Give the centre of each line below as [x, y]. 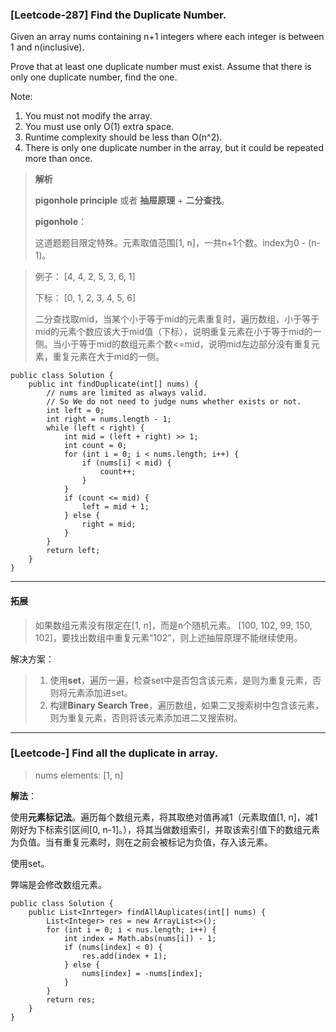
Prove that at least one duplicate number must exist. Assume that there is [161, 67]
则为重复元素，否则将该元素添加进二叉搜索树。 [146, 717]
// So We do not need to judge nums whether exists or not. [174, 402]
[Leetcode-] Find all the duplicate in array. [114, 753]
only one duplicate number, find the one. [94, 77]
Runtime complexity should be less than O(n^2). [123, 137]
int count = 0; [95, 446]
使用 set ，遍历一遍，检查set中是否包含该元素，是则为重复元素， [181, 680]
